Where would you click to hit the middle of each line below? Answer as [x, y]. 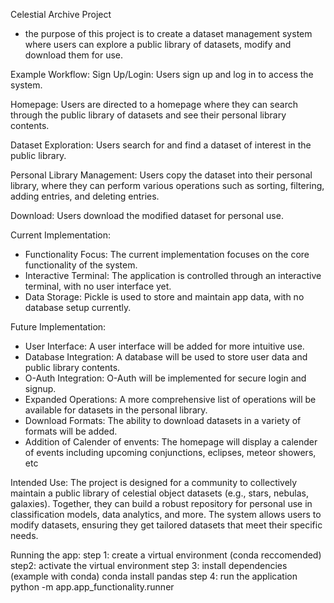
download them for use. [73, 55]
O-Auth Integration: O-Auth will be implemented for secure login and [165, 378]
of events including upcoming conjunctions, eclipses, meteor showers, [170, 452]
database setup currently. [78, 307]
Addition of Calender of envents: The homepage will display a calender [171, 442]
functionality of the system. [81, 265]
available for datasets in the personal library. [116, 410]
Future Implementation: [58, 327]
